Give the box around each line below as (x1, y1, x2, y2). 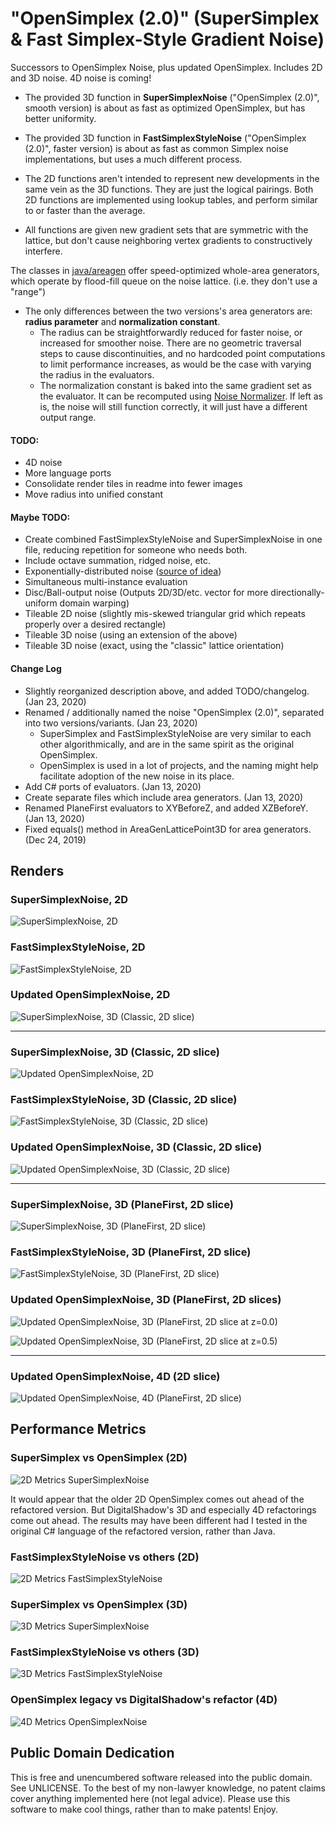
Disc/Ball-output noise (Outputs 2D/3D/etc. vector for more (24, 587, 269, 599)
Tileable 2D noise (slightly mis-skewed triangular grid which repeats (24, 608, 306, 620)
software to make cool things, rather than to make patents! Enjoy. (10, 1803, 279, 1815)
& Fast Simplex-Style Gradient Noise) (10, 28, 325, 51)
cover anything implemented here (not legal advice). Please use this (10, 1792, 291, 1804)
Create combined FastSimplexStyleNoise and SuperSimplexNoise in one (24, 533, 323, 546)
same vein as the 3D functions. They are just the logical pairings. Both (24, 183, 314, 195)
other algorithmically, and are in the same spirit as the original (39, 738, 295, 750)
